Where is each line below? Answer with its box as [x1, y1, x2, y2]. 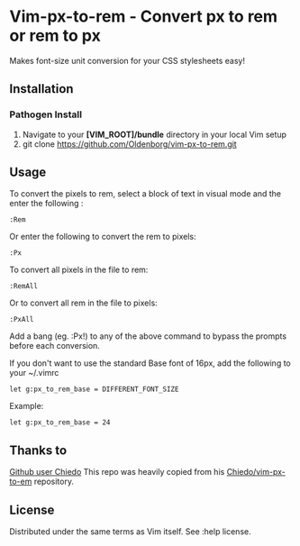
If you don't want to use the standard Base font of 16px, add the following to [9, 358, 291, 369]
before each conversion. [9, 341, 101, 351]
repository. [33, 476, 75, 487]
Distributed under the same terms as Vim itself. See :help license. [9, 526, 251, 537]
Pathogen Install [9, 108, 83, 121]
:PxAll [9, 315, 34, 324]
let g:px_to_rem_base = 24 [9, 418, 111, 427]
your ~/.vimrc [9, 368, 59, 378]
